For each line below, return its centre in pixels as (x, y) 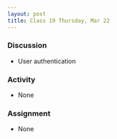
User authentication (47, 61)
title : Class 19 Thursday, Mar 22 (59, 21)
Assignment (29, 113)
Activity (21, 79)
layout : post (27, 14)
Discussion (27, 46)
